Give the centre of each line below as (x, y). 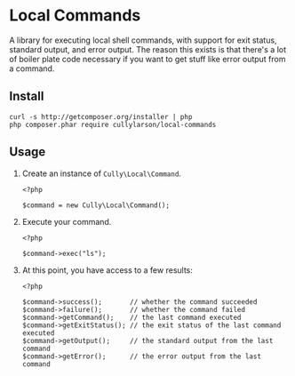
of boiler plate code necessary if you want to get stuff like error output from (147, 59)
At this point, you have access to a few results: (108, 270)
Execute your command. (67, 221)
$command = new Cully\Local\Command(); (96, 205)
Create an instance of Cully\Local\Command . (102, 173)
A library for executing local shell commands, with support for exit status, (143, 40)
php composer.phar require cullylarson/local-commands (113, 124)
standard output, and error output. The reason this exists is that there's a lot (148, 49)
